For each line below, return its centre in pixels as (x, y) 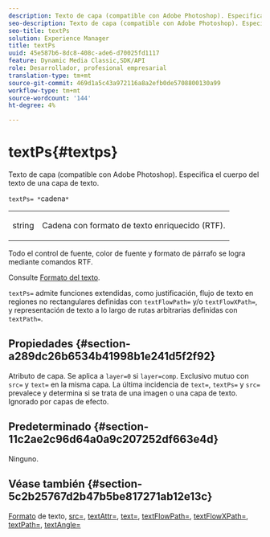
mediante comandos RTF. (51, 262)
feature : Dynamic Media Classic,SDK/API (77, 61)
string (23, 226)
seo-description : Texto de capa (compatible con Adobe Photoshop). (124, 23)
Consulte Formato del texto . (54, 277)
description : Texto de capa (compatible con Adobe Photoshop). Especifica (136, 16)
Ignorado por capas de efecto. (59, 401)
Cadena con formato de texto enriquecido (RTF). (134, 226)
